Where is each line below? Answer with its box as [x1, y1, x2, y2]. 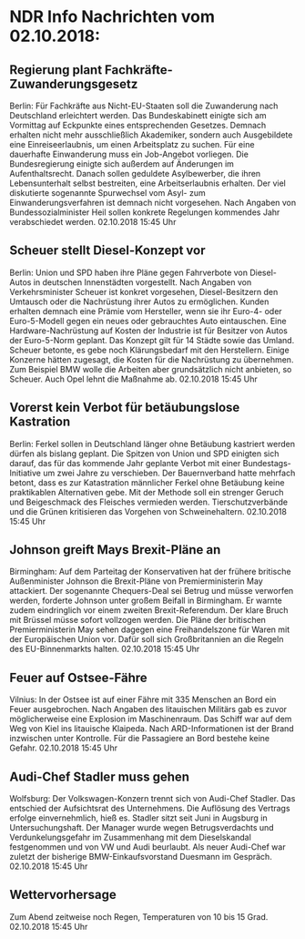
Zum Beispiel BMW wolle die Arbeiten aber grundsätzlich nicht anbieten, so [9, 363, 292, 374]
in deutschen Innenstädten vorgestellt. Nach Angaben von [33, 276, 252, 288]
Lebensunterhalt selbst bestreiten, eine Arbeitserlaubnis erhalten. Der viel [9, 178, 287, 189]
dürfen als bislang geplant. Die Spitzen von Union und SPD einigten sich [9, 448, 280, 459]
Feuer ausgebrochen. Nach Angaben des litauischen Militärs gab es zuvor [9, 704, 288, 715]
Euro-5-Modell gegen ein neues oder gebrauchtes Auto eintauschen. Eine [9, 315, 287, 326]
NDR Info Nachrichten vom [9, 6, 216, 27]
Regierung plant [9, 62, 103, 77]
